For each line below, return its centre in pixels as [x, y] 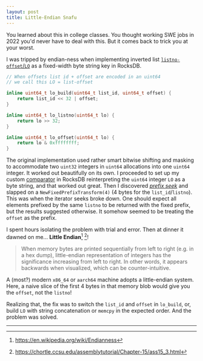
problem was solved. [32, 317]
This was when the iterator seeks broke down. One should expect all [92, 199]
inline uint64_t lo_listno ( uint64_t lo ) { [60, 115]
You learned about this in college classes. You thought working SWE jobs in [100, 34]
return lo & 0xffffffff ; [48, 143]
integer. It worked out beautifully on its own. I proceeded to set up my [93, 173]
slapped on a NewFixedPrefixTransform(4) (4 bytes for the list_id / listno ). [99, 192]
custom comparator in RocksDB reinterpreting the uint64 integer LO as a [96, 179]
